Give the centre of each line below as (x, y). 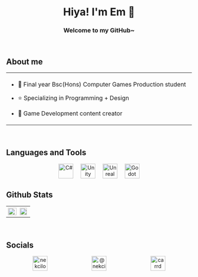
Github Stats (29, 195)
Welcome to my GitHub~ (99, 31)
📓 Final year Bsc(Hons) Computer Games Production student (102, 85)
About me (24, 61)
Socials (20, 245)
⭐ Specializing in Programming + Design (73, 98)
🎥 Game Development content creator (70, 114)
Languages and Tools (46, 153)
